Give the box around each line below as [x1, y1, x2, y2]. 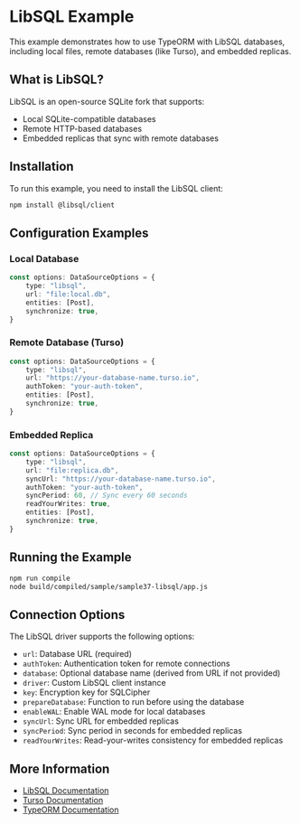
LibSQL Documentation [22, 785, 109, 796]
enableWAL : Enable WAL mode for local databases [22, 707, 206, 717]
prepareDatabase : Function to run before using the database [22, 697, 245, 707]
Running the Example [9, 549, 133, 566]
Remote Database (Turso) [9, 336, 125, 349]
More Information [9, 761, 110, 776]
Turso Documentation [22, 795, 104, 806]
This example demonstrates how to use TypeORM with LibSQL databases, [9, 36, 286, 47]
